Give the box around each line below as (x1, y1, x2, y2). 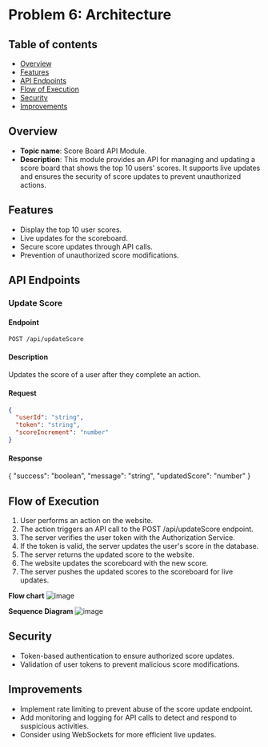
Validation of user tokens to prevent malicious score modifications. (19, 660, 240, 669)
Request (8, 388, 38, 398)
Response (8, 453, 42, 463)
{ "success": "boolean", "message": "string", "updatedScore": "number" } (8, 471, 251, 481)
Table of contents (8, 38, 98, 51)
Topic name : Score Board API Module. (19, 146, 147, 156)
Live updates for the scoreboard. (19, 233, 128, 242)
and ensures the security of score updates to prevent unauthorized (19, 171, 242, 181)
